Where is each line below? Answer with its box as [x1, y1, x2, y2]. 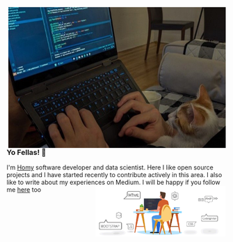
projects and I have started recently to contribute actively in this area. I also [6, 171, 223, 179]
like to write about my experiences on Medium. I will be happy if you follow [6, 178, 220, 187]
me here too [6, 186, 42, 194]
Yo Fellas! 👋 [6, 148, 47, 158]
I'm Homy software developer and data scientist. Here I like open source [6, 163, 214, 172]
